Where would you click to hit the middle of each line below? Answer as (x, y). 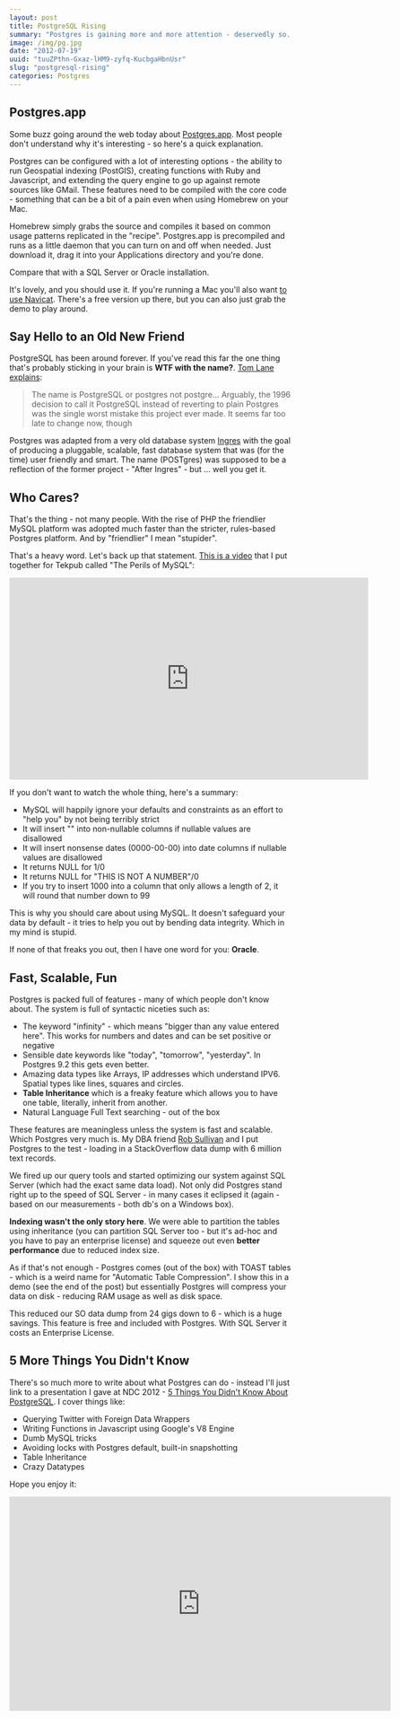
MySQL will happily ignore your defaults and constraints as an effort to (152, 810)
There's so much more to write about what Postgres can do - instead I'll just (149, 1382)
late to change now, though (82, 424)
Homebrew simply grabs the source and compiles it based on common (140, 226)
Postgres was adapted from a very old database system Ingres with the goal (150, 441)
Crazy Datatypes (53, 1466)
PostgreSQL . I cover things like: (67, 1401)
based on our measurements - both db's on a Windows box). (122, 1204)
